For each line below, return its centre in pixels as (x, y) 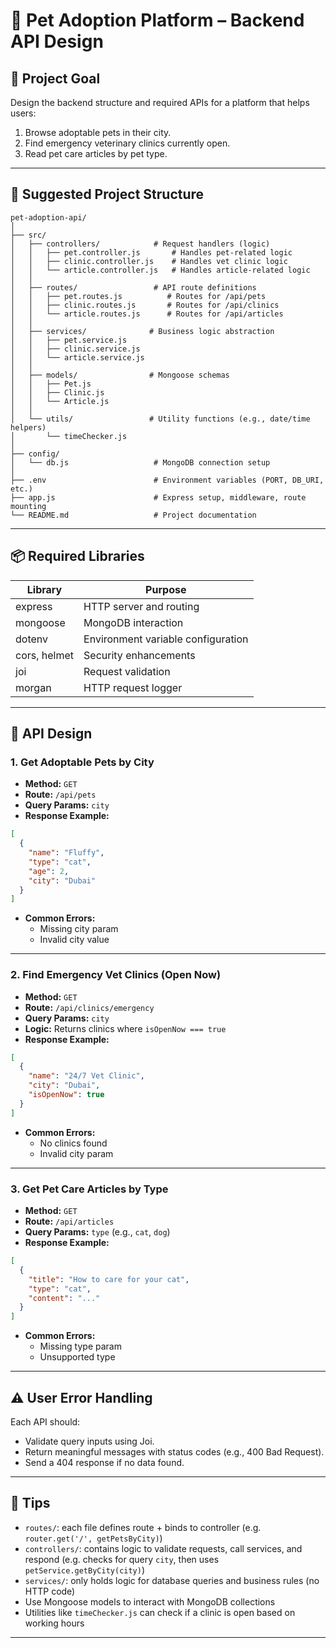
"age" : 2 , (49, 871)
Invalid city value (74, 940)
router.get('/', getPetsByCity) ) (93, 1538)
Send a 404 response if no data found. (104, 1462)
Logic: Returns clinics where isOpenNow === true (125, 1028)
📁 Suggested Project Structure (107, 194)
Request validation (127, 671)
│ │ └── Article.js (60, 401)
